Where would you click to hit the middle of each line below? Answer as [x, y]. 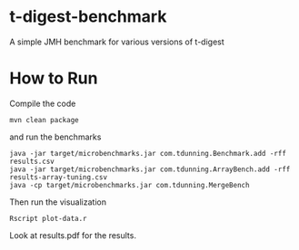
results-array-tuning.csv [58, 177]
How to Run [54, 78]
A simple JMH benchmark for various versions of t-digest [117, 42]
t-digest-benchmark [88, 17]
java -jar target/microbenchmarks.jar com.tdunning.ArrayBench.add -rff [150, 169]
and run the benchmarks [55, 137]
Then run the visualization [58, 202]
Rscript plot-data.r [49, 218]
